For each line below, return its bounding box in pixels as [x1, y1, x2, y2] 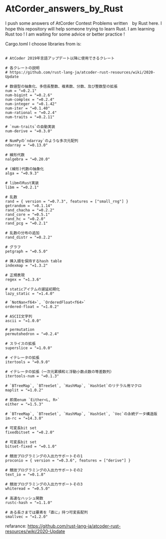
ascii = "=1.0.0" [5, 318, 41, 323]
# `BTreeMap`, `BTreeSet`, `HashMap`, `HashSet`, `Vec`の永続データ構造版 [5, 411, 157, 416]
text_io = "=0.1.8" [5, 472, 46, 477]
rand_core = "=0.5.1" [5, 212, 50, 217]
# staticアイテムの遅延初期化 [5, 286, 60, 291]
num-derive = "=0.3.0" [5, 128, 52, 133]
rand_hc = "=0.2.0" [5, 216, 46, 221]
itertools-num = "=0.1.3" [5, 373, 59, 378]
